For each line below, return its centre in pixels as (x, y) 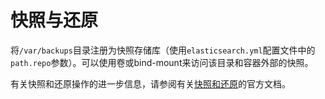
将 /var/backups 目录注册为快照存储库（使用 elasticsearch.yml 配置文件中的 (163, 50)
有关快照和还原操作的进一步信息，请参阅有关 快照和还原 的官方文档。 (150, 83)
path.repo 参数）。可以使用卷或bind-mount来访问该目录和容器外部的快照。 (162, 62)
